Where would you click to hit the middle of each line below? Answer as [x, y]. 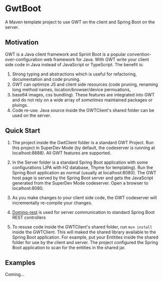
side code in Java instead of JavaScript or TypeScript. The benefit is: [74, 64]
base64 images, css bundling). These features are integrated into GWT [83, 94]
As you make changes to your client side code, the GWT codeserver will [84, 197]
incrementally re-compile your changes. [52, 203]
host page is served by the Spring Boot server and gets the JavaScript [82, 178]
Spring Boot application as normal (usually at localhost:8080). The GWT [84, 172]
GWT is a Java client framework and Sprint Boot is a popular [66, 54]
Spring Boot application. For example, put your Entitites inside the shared [85, 237]
